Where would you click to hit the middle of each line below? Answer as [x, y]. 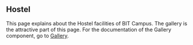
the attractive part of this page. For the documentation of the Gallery [89, 29]
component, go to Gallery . [38, 35]
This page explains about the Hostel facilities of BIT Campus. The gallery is [97, 23]
